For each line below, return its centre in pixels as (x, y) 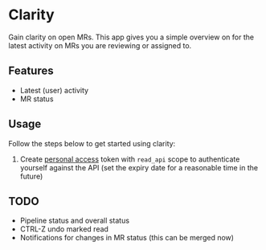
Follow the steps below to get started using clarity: (92, 143)
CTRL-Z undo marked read (64, 229)
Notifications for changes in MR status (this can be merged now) (127, 238)
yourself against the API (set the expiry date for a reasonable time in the (139, 167)
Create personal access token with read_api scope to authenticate (130, 159)
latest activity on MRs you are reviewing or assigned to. (100, 45)
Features (31, 71)
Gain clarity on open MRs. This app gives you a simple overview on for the (131, 37)
